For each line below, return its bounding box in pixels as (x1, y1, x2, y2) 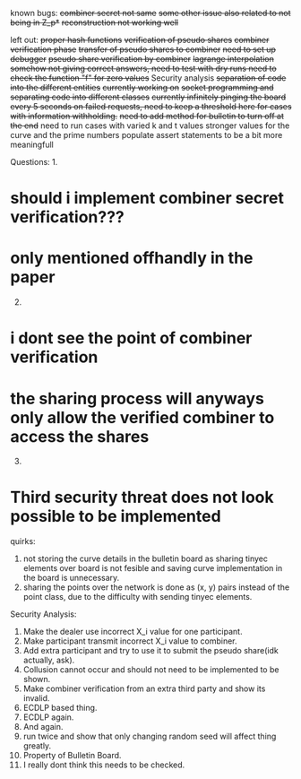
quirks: (10, 536, 36, 547)
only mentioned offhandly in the (10, 248, 254, 268)
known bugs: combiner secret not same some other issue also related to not (10, 8, 291, 18)
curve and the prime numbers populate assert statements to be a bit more (10, 130, 283, 140)
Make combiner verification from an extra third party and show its (22, 683, 266, 694)
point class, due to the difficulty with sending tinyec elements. (22, 592, 253, 602)
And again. (22, 722, 64, 732)
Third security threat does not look (10, 488, 274, 507)
